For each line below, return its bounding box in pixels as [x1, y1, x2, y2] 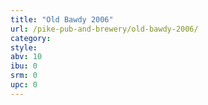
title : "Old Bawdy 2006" [10, 14, 114, 25]
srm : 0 [10, 71, 38, 81]
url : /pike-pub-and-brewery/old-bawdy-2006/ [10, 24, 199, 34]
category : [10, 33, 52, 43]
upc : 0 [10, 80, 38, 90]
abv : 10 [10, 52, 43, 62]
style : [10, 42, 38, 53]
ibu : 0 [10, 61, 38, 71]
